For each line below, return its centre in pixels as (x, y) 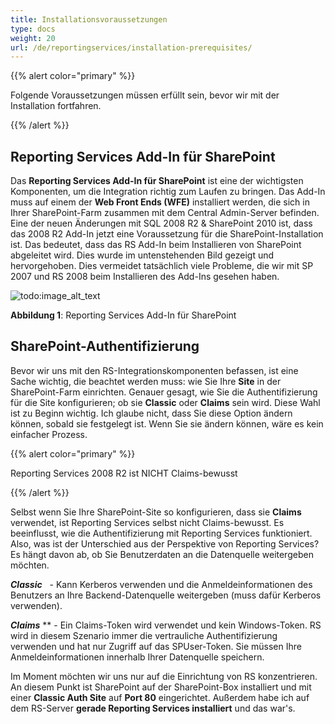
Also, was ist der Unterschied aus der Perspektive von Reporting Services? (165, 543)
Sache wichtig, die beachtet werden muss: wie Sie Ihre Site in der (146, 381)
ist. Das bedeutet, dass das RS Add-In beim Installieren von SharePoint (156, 245)
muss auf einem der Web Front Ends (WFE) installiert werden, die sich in (160, 202)
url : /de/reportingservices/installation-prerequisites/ (131, 47)
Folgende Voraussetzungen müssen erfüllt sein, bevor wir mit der (145, 95)
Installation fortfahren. (56, 106)
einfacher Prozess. (49, 434)
